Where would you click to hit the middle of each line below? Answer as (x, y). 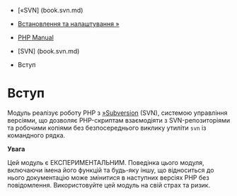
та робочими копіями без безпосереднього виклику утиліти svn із (107, 128)
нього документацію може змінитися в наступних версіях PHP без (109, 177)
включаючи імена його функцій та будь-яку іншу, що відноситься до (111, 170)
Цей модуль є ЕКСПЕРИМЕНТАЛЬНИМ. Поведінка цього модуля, (106, 162)
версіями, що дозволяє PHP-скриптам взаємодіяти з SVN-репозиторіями (119, 120)
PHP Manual (36, 37)
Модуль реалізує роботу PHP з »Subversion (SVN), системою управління (117, 113)
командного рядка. (36, 135)
